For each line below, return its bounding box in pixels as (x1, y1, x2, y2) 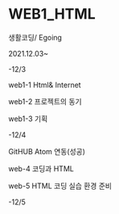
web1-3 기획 (8, 114, 48, 124)
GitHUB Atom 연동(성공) (8, 146, 86, 156)
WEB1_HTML (8, 5, 96, 23)
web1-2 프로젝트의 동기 (8, 96, 82, 106)
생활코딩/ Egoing (8, 32, 63, 42)
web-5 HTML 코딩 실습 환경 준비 (8, 181, 113, 191)
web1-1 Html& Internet (8, 80, 82, 90)
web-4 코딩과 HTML (8, 163, 74, 174)
